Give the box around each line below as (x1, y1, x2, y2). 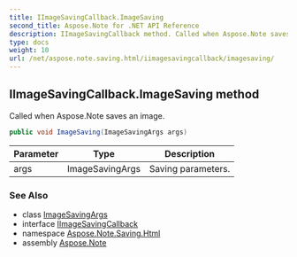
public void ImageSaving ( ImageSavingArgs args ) (9, 128, 188, 136)
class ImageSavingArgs (21, 209, 108, 220)
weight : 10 (9, 46, 49, 55)
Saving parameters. (148, 162, 231, 175)
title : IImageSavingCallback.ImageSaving (9, 12, 164, 22)
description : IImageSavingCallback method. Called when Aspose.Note (9, 29, 267, 38)
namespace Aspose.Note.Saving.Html (21, 228, 161, 238)
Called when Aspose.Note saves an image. (9, 110, 165, 121)
